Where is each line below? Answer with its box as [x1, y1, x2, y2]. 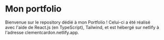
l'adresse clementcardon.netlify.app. [5, 29, 80, 35]
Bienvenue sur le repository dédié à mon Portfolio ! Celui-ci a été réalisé [5, 19, 151, 25]
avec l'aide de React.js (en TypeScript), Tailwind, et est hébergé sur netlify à [5, 24, 160, 30]
